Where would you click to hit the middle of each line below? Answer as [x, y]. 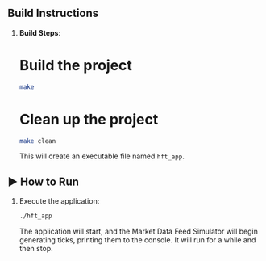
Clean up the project [89, 119]
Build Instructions [53, 13]
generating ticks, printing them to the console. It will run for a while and [137, 240]
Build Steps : [40, 32]
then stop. [36, 249]
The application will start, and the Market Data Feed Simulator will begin [139, 232]
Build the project [75, 65]
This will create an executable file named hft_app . [102, 156]
